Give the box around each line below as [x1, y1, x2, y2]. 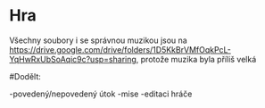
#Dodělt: [9, 71, 42, 81]
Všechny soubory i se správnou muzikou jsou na [9, 35, 187, 46]
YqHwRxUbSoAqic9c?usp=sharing [9, 54, 137, 64]
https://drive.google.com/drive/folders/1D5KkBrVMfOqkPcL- [9, 44, 232, 54]
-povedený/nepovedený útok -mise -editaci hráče [9, 88, 193, 99]
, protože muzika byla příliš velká [136, 54, 257, 64]
